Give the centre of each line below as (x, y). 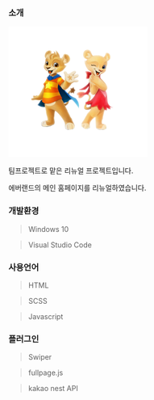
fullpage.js (46, 373)
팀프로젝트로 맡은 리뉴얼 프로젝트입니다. (71, 171)
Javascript (46, 316)
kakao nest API (53, 389)
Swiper (40, 357)
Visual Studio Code (60, 245)
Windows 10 (48, 229)
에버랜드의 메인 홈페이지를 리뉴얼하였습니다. (77, 188)
